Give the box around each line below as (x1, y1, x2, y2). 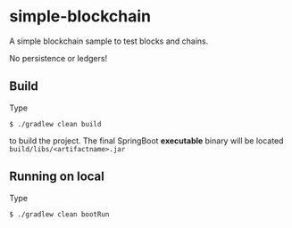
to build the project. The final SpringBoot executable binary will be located (9, 135, 284, 146)
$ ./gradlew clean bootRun (9, 209, 110, 219)
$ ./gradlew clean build (9, 119, 102, 128)
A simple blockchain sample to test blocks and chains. (9, 36, 209, 46)
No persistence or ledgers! (9, 53, 108, 63)
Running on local (9, 169, 104, 184)
